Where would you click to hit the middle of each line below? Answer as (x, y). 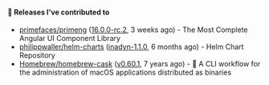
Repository (37, 55)
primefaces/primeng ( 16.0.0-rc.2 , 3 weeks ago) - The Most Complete (133, 30)
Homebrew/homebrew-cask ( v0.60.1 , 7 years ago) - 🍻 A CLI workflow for (140, 64)
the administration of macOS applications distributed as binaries (125, 72)
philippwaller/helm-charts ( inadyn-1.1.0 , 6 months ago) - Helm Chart (131, 47)
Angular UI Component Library (70, 38)
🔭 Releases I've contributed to (59, 12)
